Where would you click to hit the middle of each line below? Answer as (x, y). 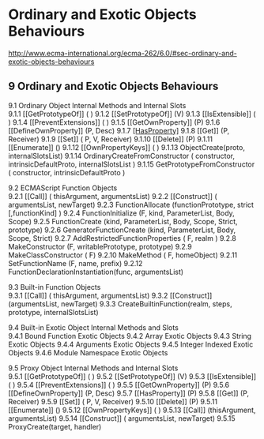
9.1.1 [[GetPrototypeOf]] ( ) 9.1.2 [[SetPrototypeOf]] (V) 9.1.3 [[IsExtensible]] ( (132, 114)
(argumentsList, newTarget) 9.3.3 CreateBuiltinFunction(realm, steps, (121, 304)
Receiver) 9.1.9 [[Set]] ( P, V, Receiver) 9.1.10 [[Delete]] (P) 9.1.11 (111, 139)
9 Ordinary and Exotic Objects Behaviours (113, 86)
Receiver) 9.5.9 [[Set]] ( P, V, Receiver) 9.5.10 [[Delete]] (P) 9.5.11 (113, 401)
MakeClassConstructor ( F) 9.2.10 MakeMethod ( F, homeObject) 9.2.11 (123, 255)
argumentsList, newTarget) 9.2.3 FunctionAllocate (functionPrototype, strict (131, 204)
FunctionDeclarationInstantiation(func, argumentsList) (96, 272)
